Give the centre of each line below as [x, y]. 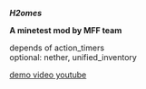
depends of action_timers [57, 48]
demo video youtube [48, 75]
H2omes [26, 13]
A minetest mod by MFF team [66, 30]
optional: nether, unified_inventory [73, 57]
